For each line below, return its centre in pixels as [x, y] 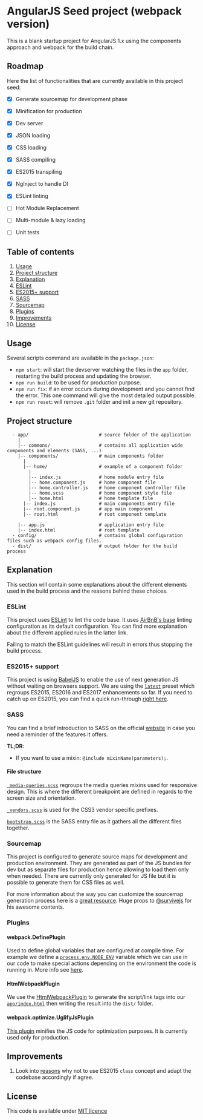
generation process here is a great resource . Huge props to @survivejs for [99, 901]
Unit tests [27, 232]
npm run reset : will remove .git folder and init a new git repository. [99, 402]
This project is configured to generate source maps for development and [97, 857]
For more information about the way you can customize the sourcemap [95, 894]
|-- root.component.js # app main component [88, 509]
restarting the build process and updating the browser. [83, 376]
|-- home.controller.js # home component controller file [107, 488]
